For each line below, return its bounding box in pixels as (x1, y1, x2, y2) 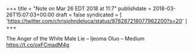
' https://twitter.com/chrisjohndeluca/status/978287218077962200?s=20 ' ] (6, 18, 187, 24)
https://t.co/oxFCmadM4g (6, 41, 70, 48)
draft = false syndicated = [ (55, 11, 122, 18)
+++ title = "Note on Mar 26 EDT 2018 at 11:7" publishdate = (6, 5, 152, 12)
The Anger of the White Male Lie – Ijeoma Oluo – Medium (6, 35, 145, 42)
